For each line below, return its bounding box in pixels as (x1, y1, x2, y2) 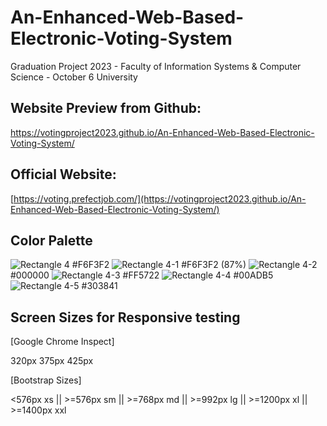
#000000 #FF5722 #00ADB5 (10, 269, 274, 281)
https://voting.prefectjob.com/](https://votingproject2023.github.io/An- (13, 192, 307, 205)
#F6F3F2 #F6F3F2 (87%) (71, 259, 247, 271)
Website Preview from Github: (10, 100, 202, 117)
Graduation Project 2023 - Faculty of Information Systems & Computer (10, 60, 302, 72)
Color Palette (10, 232, 93, 249)
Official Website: (10, 166, 117, 183)
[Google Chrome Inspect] (10, 336, 115, 348)
